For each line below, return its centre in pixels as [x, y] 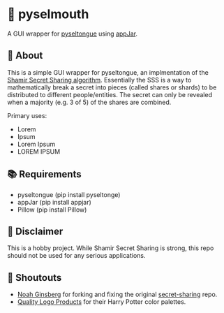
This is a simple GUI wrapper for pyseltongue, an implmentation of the [108, 72]
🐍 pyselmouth [48, 14]
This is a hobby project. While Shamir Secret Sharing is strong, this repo [111, 248]
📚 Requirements [44, 174]
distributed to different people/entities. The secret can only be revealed [110, 94]
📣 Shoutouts [35, 278]
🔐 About [25, 56]
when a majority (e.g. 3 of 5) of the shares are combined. [89, 102]
